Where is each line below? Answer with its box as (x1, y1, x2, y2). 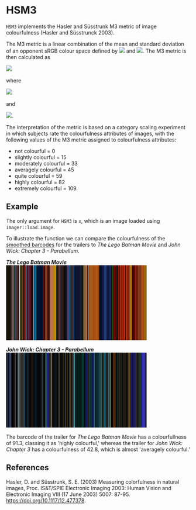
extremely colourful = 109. (14, 185, 78, 192)
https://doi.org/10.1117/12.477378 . (6, 497, 86, 504)
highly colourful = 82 (14, 178, 66, 185)
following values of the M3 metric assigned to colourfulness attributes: (6, 136, 177, 143)
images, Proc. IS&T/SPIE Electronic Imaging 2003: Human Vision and (6, 484, 171, 491)
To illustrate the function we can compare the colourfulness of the (6, 235, 166, 242)
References (6, 463, 49, 473)
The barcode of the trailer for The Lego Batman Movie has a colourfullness (6, 433, 187, 440)
